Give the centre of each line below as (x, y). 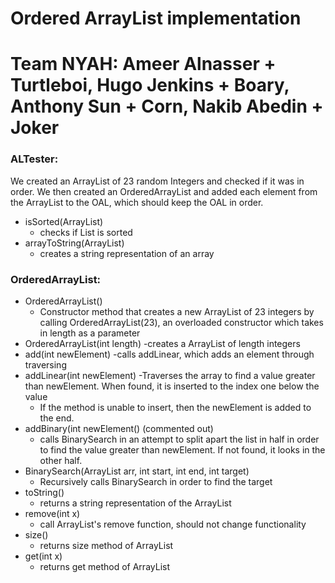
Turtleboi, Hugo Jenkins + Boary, (150, 85)
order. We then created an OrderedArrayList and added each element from (164, 191)
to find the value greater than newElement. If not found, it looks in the (182, 449)
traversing (45, 364)
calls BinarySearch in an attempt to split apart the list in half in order (179, 439)
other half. (61, 460)
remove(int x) (52, 513)
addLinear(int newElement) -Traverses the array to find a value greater (170, 375)
